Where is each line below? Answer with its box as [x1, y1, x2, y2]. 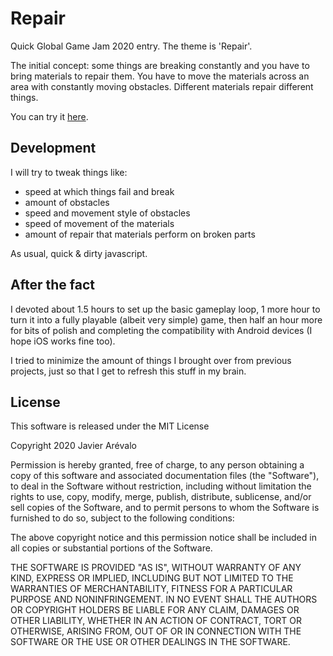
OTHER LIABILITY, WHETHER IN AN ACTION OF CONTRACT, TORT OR [10, 615, 302, 627]
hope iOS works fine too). [10, 335, 116, 347]
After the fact [10, 277, 96, 294]
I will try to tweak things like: [10, 166, 128, 178]
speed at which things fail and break [24, 185, 175, 197]
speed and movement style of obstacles [24, 207, 191, 219]
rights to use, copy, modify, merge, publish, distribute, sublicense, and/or [10, 491, 312, 503]
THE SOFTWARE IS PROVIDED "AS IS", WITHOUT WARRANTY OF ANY [10, 562, 302, 574]
